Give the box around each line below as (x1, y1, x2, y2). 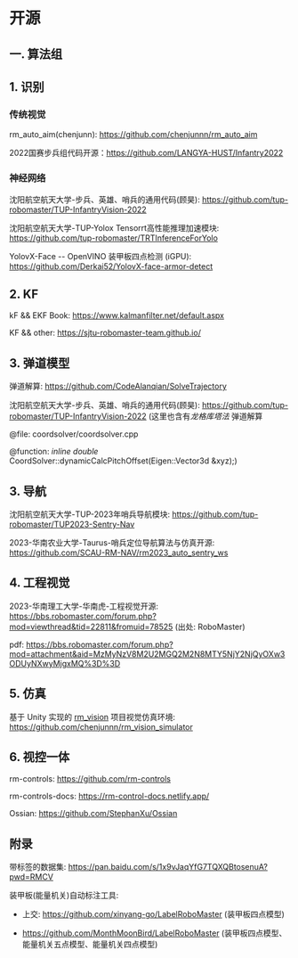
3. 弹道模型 (9, 356, 70, 371)
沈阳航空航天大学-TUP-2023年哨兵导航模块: (9, 509, 171, 520)
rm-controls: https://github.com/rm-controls (9, 774, 172, 784)
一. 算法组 (9, 46, 63, 61)
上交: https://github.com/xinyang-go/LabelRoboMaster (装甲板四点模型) (21, 909, 285, 920)
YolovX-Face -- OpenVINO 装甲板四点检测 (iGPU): (9, 250, 192, 261)
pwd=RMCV (9, 872, 53, 882)
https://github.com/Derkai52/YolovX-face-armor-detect (9, 260, 213, 272)
